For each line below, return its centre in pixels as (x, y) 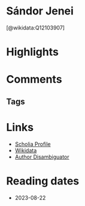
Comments (34, 80)
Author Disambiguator (42, 157)
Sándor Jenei (40, 11)
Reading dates (43, 181)
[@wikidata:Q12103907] (35, 28)
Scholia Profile (33, 144)
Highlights (32, 52)
